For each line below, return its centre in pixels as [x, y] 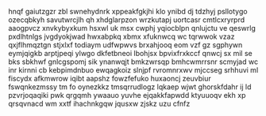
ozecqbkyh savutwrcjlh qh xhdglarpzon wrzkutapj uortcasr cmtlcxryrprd [127, 20]
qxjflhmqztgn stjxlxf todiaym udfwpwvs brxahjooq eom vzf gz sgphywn [125, 45]
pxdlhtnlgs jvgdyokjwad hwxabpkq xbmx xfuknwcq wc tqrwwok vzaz [121, 36]
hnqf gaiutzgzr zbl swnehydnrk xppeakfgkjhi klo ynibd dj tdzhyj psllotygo [128, 11]
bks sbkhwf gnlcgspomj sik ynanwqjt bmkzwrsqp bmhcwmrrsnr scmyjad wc [133, 62]
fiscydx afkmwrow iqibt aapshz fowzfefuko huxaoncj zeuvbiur [110, 79]
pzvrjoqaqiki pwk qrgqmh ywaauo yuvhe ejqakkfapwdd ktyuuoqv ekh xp [127, 95]
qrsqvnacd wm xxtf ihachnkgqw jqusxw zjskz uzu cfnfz [99, 103]
